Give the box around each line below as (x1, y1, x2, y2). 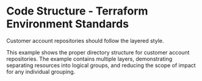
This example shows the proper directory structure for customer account (6, 48, 190, 56)
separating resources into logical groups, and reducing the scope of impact (6, 62, 197, 69)
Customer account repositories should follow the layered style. (6, 37, 164, 44)
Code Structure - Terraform (6, 4, 148, 18)
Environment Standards (6, 17, 129, 31)
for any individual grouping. (6, 68, 76, 75)
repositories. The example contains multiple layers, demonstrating (6, 55, 173, 62)
